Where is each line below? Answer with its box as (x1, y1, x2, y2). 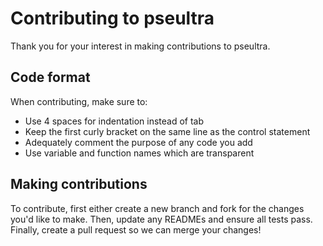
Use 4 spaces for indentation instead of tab (24, 115, 205, 127)
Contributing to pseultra (10, 7, 215, 30)
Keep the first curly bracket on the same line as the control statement (24, 125, 311, 137)
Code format (10, 69, 91, 86)
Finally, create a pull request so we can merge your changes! (10, 223, 262, 236)
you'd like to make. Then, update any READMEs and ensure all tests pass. (10, 213, 313, 225)
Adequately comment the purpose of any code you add (24, 136, 253, 148)
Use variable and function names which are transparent (24, 147, 255, 159)
